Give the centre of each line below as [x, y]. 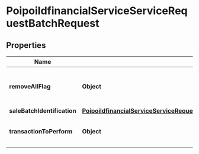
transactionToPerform [41, 131]
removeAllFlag [30, 86]
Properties [26, 45]
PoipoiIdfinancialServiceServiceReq [97, 11]
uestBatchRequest [53, 23]
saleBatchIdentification [43, 111]
